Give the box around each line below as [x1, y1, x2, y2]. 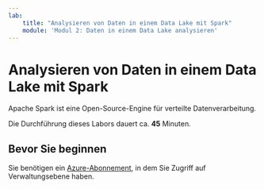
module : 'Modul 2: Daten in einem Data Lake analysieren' [22, 26, 218, 34]
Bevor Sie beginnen [8, 142, 107, 156]
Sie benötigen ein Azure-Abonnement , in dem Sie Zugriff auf [8, 164, 206, 173]
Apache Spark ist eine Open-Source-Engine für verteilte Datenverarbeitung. [8, 104, 256, 114]
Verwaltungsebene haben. [8, 172, 94, 181]
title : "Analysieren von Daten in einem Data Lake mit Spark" [22, 19, 232, 27]
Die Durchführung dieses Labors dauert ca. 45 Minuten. [8, 119, 192, 129]
